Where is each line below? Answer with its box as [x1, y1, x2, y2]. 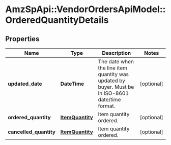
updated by [98, 77, 126, 84]
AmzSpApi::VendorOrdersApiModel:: [5, 4, 166, 15]
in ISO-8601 [98, 90, 129, 97]
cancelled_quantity [8, 128, 56, 135]
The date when [98, 58, 134, 65]
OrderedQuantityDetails [5, 14, 109, 26]
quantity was [98, 71, 129, 78]
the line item [98, 64, 127, 71]
